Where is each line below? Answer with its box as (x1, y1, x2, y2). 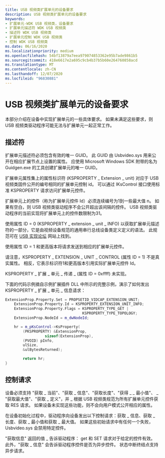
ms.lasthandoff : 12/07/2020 (5, 72, 63, 76)
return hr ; (23, 356, 45, 361)
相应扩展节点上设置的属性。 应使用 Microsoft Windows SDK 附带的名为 (13, 158, 158, 164)
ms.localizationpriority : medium (5, 48, 74, 53)
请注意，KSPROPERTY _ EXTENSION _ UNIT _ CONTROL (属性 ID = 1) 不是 (5, 254, 155, 260)
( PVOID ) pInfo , (23, 338, 54, 343)
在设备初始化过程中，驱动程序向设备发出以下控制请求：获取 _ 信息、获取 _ (5, 413, 155, 419)
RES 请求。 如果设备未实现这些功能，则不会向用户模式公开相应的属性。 (10, 402, 155, 408)
